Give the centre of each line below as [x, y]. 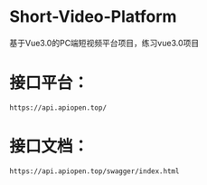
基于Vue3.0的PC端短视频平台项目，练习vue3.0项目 [104, 43]
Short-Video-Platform [93, 17]
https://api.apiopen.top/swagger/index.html [94, 171]
